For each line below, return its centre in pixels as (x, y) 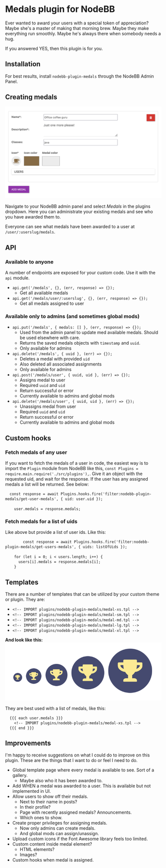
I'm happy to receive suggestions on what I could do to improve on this (78, 755)
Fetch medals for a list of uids (41, 521)
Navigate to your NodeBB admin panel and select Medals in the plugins (78, 206)
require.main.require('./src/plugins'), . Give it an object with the (74, 474)
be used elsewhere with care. (50, 338)
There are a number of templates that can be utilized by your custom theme (82, 594)
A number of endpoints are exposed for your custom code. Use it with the (80, 273)
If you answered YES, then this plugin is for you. (54, 48)
